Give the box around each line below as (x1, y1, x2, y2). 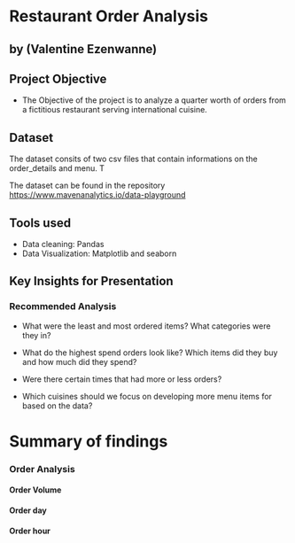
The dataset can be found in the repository (9, 180, 166, 191)
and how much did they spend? (21, 356, 137, 367)
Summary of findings (9, 431, 168, 451)
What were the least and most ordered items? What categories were (21, 321, 271, 331)
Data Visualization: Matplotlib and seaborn (21, 248, 177, 259)
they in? (21, 330, 51, 340)
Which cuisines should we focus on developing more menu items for (21, 391, 273, 401)
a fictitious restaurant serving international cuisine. (21, 105, 208, 115)
